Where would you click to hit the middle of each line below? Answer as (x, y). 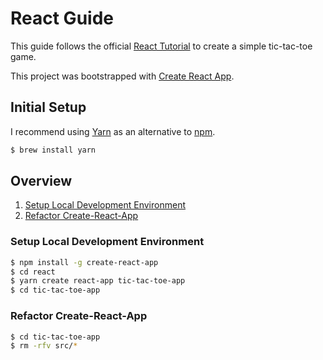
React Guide (62, 18)
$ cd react (33, 272)
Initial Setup (48, 107)
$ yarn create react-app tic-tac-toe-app (98, 281)
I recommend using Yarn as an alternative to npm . (113, 131)
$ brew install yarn (53, 150)
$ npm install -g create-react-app (84, 262)
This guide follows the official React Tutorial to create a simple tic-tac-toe (161, 46)
